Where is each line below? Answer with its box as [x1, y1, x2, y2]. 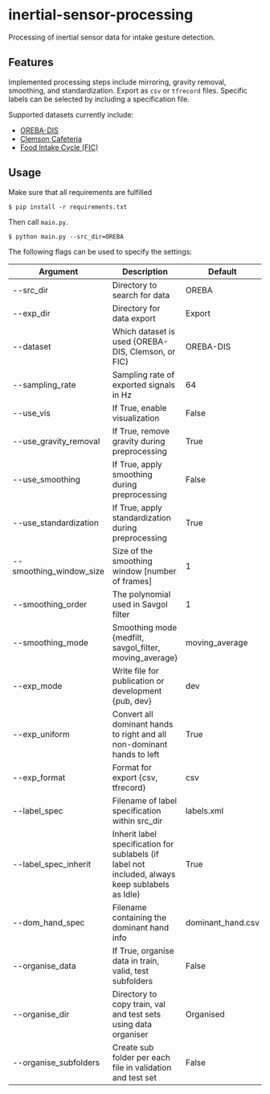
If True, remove [112, 425, 170, 437]
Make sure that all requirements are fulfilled [8, 187, 153, 197]
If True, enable [112, 402, 167, 413]
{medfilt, [112, 632, 145, 643]
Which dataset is [112, 325, 175, 337]
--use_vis [12, 407, 51, 418]
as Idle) [112, 889, 141, 900]
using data [112, 1018, 153, 1030]
